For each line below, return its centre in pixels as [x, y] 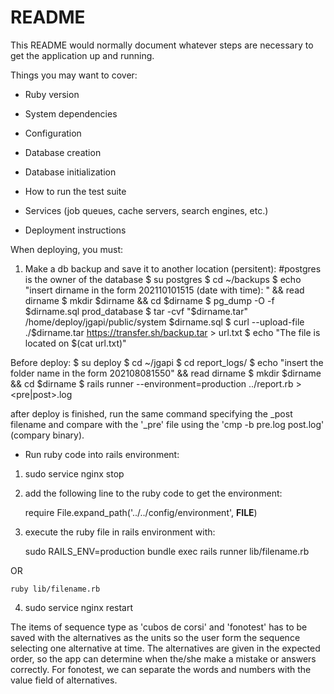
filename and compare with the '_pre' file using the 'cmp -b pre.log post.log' [167, 424]
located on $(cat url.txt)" [75, 343]
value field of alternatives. [64, 680]
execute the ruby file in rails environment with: [120, 532]
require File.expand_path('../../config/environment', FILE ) [141, 512]
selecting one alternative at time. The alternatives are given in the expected [165, 648]
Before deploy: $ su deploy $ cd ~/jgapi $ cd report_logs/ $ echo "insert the [167, 362]
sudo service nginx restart [79, 607]
